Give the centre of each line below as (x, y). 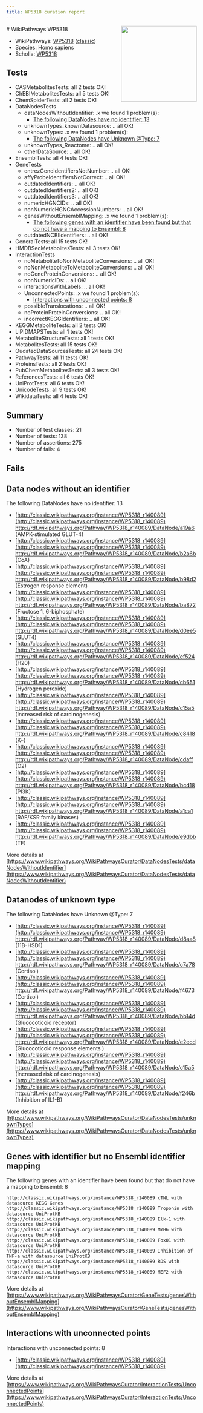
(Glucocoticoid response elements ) (60, 1048)
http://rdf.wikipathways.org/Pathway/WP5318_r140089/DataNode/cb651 (105, 683)
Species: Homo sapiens (44, 47)
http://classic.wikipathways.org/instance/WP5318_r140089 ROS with (93, 1262)
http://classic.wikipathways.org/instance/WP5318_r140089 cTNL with (94, 1198)
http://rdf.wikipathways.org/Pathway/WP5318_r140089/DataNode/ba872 (105, 605)
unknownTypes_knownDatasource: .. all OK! (79, 126)
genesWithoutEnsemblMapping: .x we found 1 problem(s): (96, 216)
